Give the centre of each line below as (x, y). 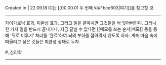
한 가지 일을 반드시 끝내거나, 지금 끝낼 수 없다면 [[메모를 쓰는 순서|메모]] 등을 (79, 29)
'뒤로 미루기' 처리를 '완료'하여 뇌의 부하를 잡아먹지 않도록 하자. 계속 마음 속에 (84, 35)
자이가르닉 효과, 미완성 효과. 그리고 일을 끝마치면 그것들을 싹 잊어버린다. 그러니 (81, 23)
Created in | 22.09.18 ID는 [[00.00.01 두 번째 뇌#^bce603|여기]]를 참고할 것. (80, 8)
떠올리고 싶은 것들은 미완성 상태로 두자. (43, 41)
